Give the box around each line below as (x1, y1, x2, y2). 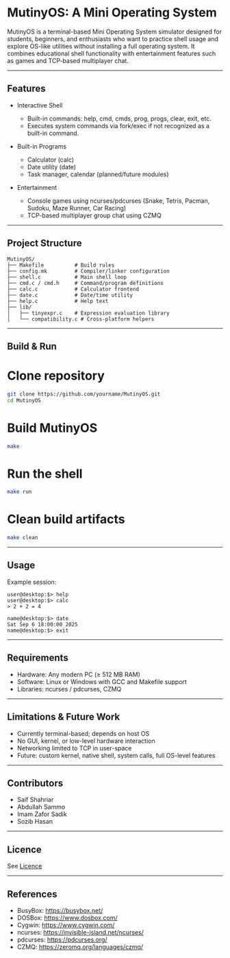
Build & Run (7, 341, 57, 352)
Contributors (7, 777, 64, 789)
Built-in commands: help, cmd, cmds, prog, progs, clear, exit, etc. (27, 114, 212, 123)
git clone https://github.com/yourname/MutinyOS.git (7, 391, 161, 397)
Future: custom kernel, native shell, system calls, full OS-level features (16, 751, 216, 759)
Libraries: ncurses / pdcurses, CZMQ (16, 685, 122, 693)
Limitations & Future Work (7, 711, 120, 723)
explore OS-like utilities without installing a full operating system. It (7, 42, 195, 50)
